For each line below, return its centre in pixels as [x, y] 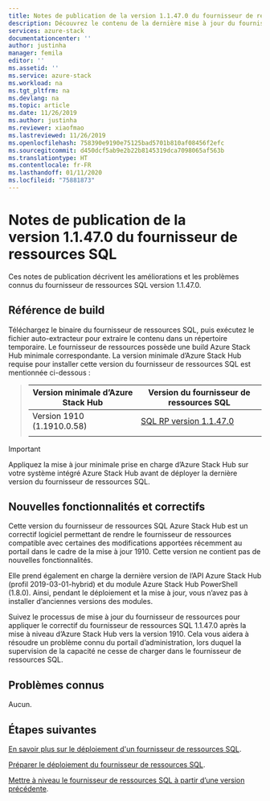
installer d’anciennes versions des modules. [81, 602]
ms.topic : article [39, 105]
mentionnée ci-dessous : [49, 372]
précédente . [29, 789]
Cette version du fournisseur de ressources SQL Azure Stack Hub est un [128, 526]
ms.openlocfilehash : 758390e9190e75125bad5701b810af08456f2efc [117, 143]
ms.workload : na [35, 83]
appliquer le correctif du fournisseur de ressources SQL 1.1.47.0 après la [127, 626]
